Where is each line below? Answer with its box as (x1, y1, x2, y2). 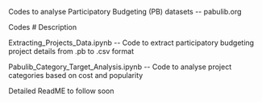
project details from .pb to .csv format (8, 47, 135, 55)
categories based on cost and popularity (8, 71, 143, 80)
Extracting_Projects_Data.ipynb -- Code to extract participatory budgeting (8, 38, 255, 47)
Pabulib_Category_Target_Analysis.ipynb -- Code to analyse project (8, 62, 232, 71)
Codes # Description (8, 22, 77, 31)
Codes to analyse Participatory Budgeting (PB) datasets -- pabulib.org (8, 7, 242, 16)
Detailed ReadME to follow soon (8, 86, 114, 96)
